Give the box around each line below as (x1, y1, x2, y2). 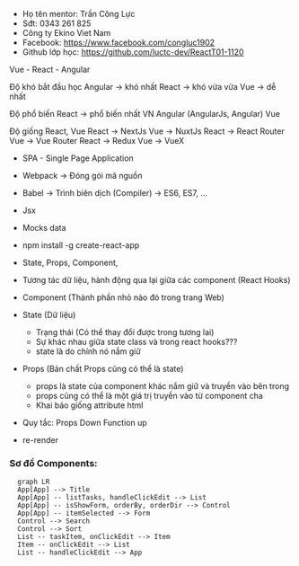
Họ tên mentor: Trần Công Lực (22, 9, 136, 19)
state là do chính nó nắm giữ (35, 346, 141, 357)
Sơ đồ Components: (9, 456, 98, 469)
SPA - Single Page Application (22, 153, 135, 164)
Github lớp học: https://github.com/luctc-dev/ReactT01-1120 (22, 47, 244, 57)
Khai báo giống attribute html (35, 400, 144, 411)
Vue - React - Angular (9, 64, 91, 75)
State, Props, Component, (22, 257, 119, 268)
